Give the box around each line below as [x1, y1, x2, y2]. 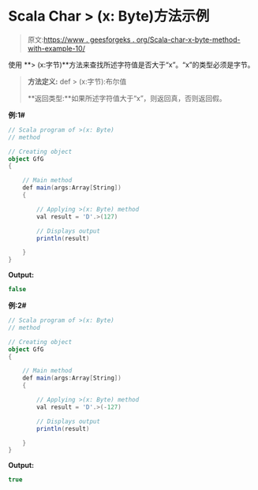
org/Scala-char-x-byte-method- [136, 35, 241, 44]
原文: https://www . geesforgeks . [27, 35, 135, 44]
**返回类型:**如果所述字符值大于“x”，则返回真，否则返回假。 [27, 93, 226, 103]
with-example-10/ [27, 43, 85, 53]
